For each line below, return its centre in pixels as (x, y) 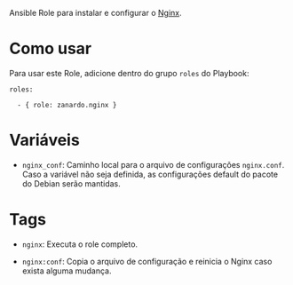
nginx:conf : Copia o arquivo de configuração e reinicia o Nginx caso (147, 261)
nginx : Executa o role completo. (80, 244)
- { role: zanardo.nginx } (67, 105)
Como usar (51, 49)
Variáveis (44, 140)
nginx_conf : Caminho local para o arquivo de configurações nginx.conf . (153, 164)
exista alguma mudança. (67, 271)
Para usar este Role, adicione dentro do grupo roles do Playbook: (129, 73)
